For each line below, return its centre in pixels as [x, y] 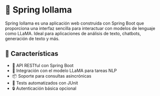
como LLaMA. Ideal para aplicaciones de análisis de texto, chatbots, [73, 33]
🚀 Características [32, 54]
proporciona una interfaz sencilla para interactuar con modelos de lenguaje [80, 28]
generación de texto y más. [32, 39]
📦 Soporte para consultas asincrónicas [52, 76]
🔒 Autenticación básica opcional [44, 88]
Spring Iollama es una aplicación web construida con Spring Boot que [75, 23]
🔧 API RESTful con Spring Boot [43, 65]
